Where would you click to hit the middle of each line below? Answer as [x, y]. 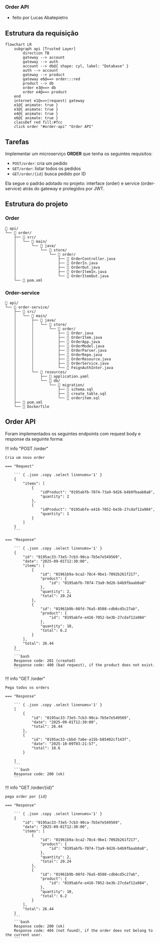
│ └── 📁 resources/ [41, 372]
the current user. [24, 935]
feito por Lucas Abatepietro [40, 18]
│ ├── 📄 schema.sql [54, 389]
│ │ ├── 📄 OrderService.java [62, 363]
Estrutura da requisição [42, 33]
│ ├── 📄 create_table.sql [60, 394]
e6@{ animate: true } [36, 118]
